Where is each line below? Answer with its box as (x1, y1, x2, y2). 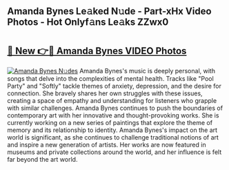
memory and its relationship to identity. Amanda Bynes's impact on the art (7, 126, 218, 134)
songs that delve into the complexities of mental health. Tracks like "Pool (7, 75, 214, 82)
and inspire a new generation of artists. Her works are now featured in (7, 141, 206, 149)
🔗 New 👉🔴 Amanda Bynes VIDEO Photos (7, 45, 187, 57)
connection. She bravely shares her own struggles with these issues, (7, 89, 203, 97)
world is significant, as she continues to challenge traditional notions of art (7, 133, 219, 141)
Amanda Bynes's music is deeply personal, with (79, 67, 216, 75)
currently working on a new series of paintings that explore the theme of (7, 119, 212, 126)
